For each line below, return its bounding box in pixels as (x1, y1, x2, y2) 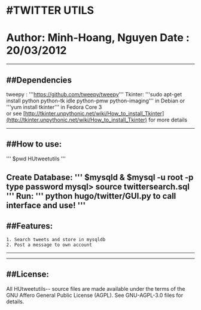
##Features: (6, 221, 53, 231)
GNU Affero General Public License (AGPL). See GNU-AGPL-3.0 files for (6, 291, 184, 299)
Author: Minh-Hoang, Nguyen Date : (6, 31, 190, 45)
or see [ (6, 110, 26, 117)
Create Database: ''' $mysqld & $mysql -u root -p (6, 172, 194, 183)
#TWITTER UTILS (6, 4, 95, 17)
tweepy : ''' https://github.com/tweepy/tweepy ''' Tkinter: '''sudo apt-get (6, 90, 182, 98)
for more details (148, 116, 188, 123)
